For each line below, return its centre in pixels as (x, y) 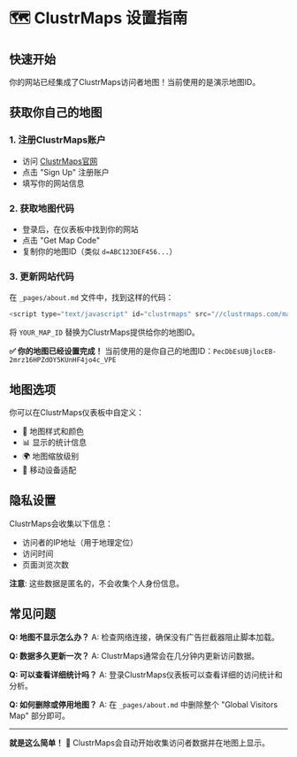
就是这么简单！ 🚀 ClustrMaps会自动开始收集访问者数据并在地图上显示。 (139, 742)
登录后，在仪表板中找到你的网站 (80, 229)
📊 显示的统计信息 (54, 442)
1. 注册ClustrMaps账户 (57, 140)
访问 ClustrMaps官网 (60, 161)
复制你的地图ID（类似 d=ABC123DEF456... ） (99, 251)
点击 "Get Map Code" (61, 240)
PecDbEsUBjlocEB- (244, 352)
